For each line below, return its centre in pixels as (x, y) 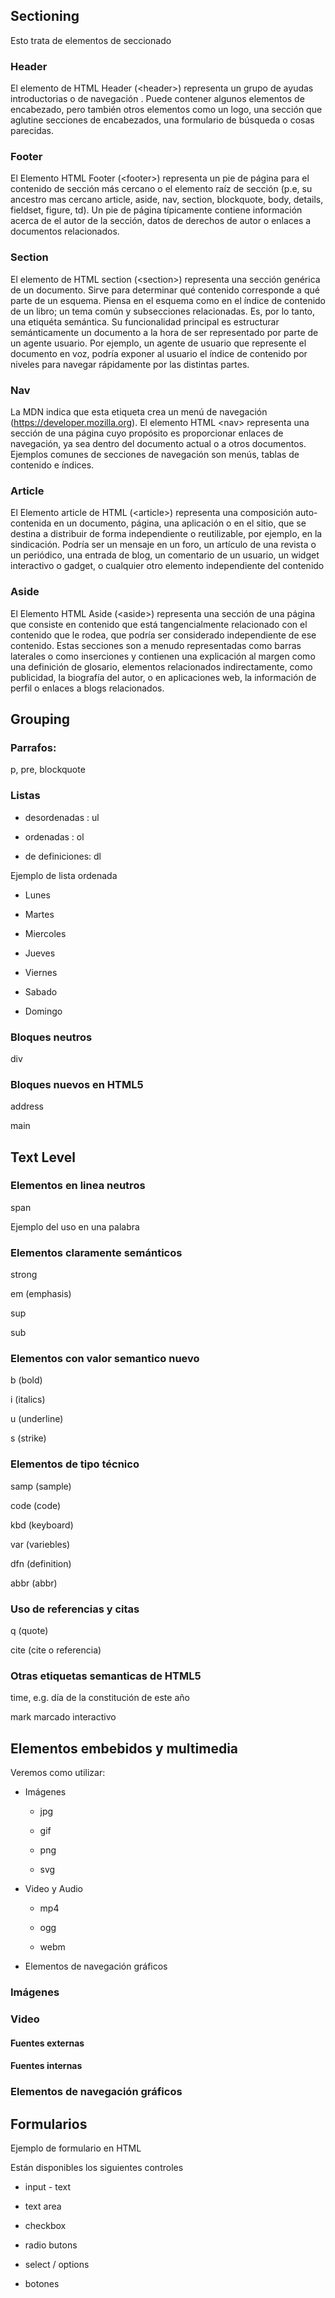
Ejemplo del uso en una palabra (75, 1226)
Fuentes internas (46, 2066)
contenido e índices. (52, 465)
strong (24, 1275)
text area (43, 2206)
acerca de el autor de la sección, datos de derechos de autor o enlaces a (161, 221)
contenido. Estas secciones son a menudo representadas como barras (156, 645)
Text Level (43, 1157)
